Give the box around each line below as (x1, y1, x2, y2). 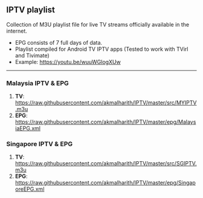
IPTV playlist (6, 5, 56, 15)
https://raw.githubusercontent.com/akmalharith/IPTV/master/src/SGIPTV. (14, 160, 197, 167)
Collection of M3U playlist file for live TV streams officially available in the (6, 21, 189, 28)
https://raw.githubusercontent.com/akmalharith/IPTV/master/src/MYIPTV (14, 99, 197, 106)
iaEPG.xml (14, 125, 41, 132)
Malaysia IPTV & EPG (6, 78, 69, 87)
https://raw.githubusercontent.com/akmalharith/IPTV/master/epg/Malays (14, 118, 196, 126)
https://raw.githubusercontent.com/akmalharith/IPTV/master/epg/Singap (14, 179, 196, 187)
